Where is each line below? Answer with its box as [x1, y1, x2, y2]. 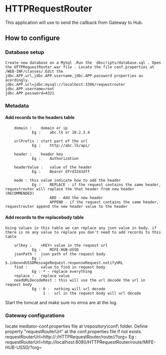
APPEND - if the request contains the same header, [49, 200, 159, 205]
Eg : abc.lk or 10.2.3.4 [31, 130, 90, 135]
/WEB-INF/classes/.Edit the [5, 69, 64, 74]
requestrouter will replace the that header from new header [5, 186, 135, 192]
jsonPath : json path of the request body [14, 251, 106, 256]
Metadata [5, 102, 29, 109]
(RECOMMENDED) [5, 191, 35, 196]
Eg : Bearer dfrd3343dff [31, 169, 90, 174]
